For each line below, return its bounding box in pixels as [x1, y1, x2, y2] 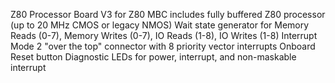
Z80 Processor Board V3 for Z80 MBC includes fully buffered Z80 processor [10, 9, 326, 20]
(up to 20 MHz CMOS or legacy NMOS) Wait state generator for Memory [10, 19, 310, 31]
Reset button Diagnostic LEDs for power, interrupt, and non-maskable [10, 51, 297, 63]
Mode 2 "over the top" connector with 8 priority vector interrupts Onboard [10, 40, 316, 52]
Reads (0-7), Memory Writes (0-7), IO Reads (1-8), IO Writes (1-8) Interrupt [10, 30, 318, 41]
